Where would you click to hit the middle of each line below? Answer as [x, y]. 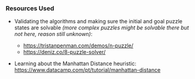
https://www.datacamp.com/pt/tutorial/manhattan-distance [87, 70]
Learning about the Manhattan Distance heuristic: [75, 63]
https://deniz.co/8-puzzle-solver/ [64, 52]
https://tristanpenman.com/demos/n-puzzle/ [78, 45]
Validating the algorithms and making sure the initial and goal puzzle [98, 22]
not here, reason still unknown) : [53, 34]
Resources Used [30, 8]
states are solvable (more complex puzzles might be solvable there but [101, 28]
